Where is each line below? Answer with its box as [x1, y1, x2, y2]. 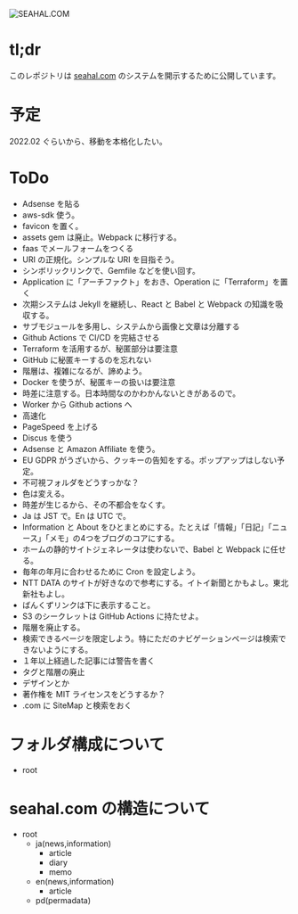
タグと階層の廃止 [21, 666, 85, 677]
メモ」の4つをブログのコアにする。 [49, 532, 180, 543]
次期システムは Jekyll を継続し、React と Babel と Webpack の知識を [21, 299, 276, 309]
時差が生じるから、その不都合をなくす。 [21, 499, 171, 510]
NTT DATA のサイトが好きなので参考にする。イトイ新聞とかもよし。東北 [21, 577, 289, 588]
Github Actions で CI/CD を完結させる [21, 332, 160, 342]
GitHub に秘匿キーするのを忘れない [21, 354, 152, 365]
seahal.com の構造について [9, 798, 211, 819]
